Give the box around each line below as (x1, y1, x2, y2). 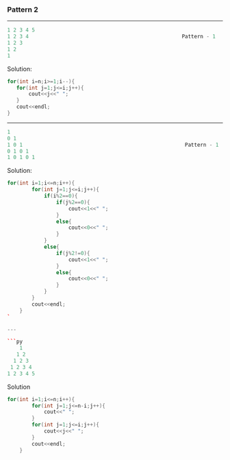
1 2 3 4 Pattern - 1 (7, 33, 216, 40)
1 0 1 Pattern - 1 (7, 141, 219, 148)
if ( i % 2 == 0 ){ (43, 193, 78, 199)
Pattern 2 (7, 5, 39, 14)
